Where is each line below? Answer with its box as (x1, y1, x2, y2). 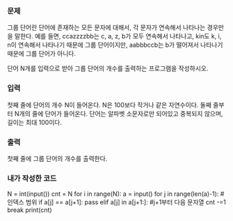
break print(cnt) (7, 206, 52, 214)
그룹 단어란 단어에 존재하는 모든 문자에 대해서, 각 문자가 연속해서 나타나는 (7, 23, 206, 32)
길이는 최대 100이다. (7, 118, 63, 126)
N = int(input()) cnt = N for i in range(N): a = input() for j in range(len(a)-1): (7, 190, 219, 198)
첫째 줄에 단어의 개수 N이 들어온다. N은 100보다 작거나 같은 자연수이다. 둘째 (7, 100, 212, 109)
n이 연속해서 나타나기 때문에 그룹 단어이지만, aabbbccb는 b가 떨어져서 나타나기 (7, 40, 223, 49)
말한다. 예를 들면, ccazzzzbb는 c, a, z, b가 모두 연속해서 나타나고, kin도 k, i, (14, 32, 222, 40)
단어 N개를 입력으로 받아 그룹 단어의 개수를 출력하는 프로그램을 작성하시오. (7, 64, 209, 73)
